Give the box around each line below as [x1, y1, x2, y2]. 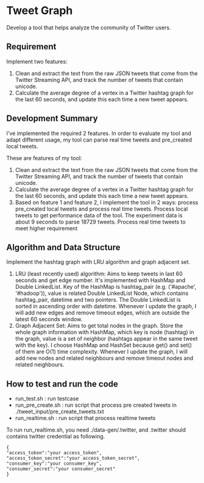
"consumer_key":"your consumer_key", [6, 460, 102, 467]
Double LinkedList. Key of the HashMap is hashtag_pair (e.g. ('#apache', [15, 283, 197, 291]
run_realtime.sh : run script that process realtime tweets [15, 415, 156, 422]
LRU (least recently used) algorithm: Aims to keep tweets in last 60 [15, 270, 183, 278]
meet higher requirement [15, 224, 78, 232]
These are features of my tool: [6, 154, 82, 162]
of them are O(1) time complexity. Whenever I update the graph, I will [15, 348, 188, 355]
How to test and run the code [6, 379, 119, 389]
